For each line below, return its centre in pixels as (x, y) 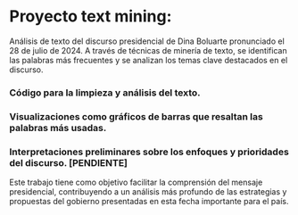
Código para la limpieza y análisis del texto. (105, 93)
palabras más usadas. (58, 128)
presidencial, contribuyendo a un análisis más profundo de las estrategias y (148, 192)
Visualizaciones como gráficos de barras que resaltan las (136, 116)
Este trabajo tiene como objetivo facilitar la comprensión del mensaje (136, 182)
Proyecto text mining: (91, 17)
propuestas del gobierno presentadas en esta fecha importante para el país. (149, 202)
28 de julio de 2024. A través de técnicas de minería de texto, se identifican (148, 50)
